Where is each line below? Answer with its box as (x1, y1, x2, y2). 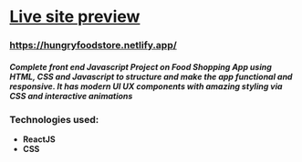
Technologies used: (9, 113, 99, 126)
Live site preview (9, 6, 141, 27)
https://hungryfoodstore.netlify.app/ (9, 39, 178, 52)
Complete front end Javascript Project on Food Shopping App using (9, 61, 272, 72)
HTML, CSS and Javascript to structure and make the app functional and (9, 71, 293, 82)
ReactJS (22, 134, 57, 145)
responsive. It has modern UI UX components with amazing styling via (9, 80, 283, 92)
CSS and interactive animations (9, 90, 133, 101)
